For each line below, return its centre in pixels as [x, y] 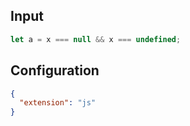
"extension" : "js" [58, 103]
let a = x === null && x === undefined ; [96, 39]
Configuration [55, 70]
